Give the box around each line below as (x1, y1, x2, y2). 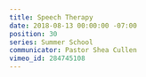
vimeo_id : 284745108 (9, 54, 86, 63)
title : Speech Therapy (9, 12, 93, 22)
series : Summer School (9, 37, 93, 47)
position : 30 (9, 29, 58, 38)
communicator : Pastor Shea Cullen (9, 46, 138, 55)
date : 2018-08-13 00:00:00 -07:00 (9, 21, 138, 30)
